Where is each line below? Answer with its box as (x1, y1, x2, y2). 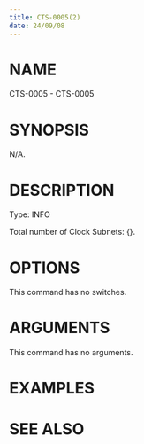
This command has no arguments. (9, 347, 133, 358)
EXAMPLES (9, 378, 95, 399)
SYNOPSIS (9, 120, 90, 140)
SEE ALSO (9, 418, 85, 439)
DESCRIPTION (9, 180, 115, 200)
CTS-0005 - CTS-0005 (9, 89, 95, 99)
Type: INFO (9, 209, 51, 220)
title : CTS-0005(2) (9, 12, 81, 22)
